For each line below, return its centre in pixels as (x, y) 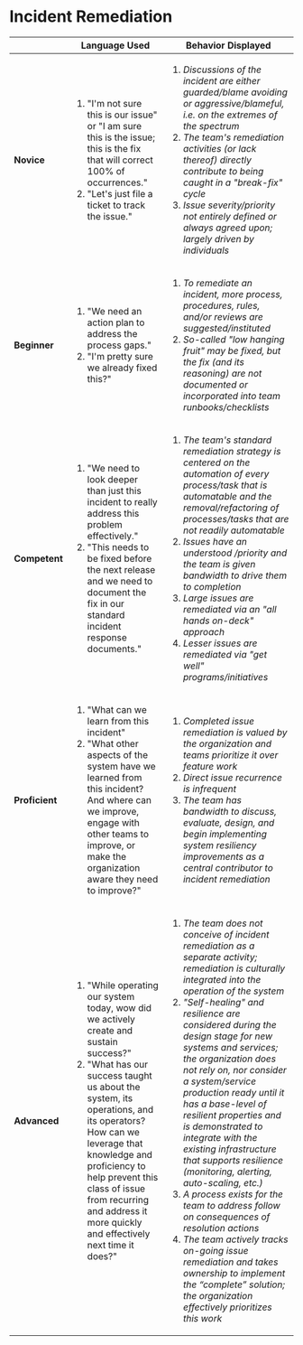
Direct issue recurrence (233, 777)
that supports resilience (234, 1160)
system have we (121, 766)
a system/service (220, 1081)
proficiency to (116, 1165)
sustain (103, 1041)
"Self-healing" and (224, 1002)
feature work (211, 766)
